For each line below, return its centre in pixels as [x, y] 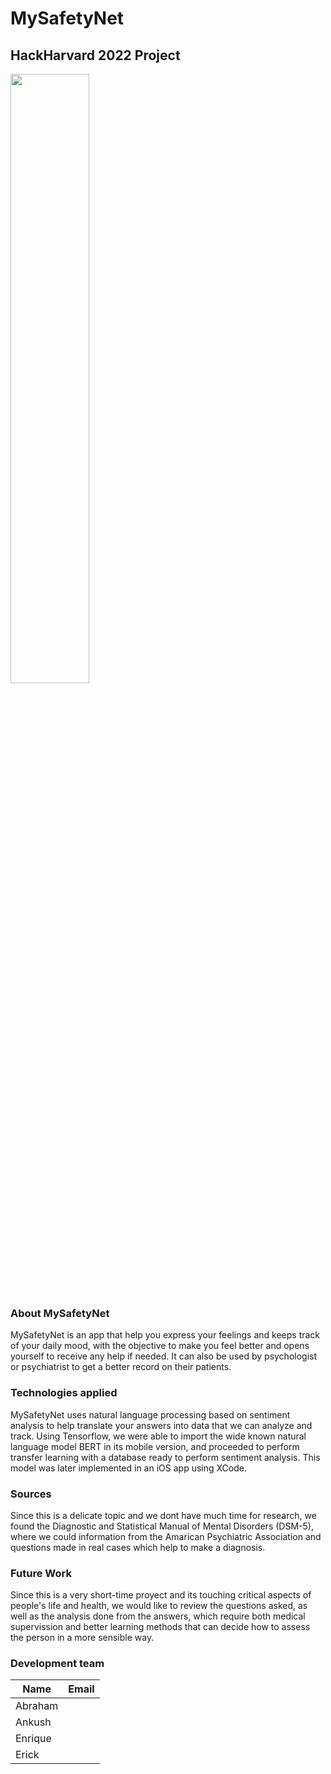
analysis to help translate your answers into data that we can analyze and [161, 1425]
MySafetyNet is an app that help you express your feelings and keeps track [165, 1335]
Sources [31, 1494]
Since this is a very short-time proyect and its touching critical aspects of [161, 1595]
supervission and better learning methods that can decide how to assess [160, 1627]
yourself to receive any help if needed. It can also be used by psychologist [164, 1356]
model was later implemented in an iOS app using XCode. [128, 1468]
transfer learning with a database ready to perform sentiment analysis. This [165, 1457]
